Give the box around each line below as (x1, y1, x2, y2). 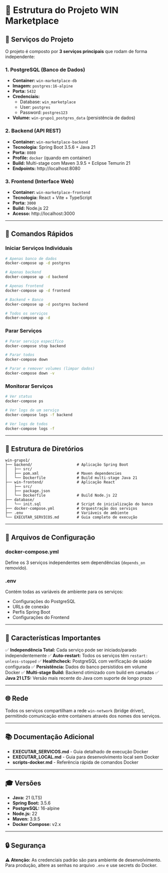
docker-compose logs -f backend (5, 412, 72, 417)
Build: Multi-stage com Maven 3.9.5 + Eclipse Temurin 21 (12, 160, 131, 166)
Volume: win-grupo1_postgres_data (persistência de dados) (12, 115, 135, 121)
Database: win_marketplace (19, 99, 76, 105)
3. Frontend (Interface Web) (5, 178, 74, 185)
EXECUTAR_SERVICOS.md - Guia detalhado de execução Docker (12, 748, 148, 754)
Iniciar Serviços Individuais (5, 245, 72, 252)
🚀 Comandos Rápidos (5, 230, 73, 238)
